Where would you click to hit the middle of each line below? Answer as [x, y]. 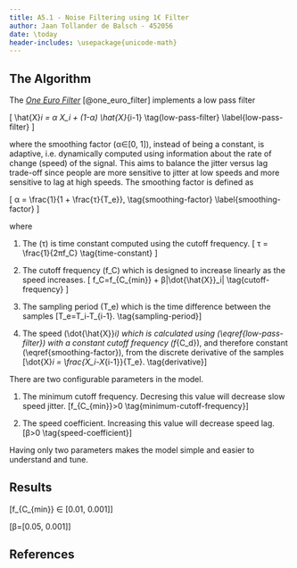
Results [31, 488]
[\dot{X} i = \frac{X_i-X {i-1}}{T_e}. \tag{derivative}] [115, 362]
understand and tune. [49, 460]
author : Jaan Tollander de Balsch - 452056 [91, 26]
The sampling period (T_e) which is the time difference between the [146, 307]
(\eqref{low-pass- [250, 334]
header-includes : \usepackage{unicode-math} [93, 42]
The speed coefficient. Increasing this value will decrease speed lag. [148, 423]
